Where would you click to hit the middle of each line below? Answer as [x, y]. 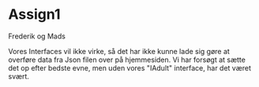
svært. [19, 76]
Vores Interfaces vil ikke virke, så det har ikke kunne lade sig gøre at [119, 51]
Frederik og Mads [37, 36]
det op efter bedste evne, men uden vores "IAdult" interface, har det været [129, 67]
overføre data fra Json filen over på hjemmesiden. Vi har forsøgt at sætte [127, 60]
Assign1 [34, 14]
